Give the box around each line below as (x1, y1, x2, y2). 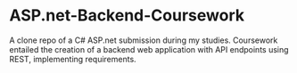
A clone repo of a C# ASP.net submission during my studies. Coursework (9, 35, 278, 45)
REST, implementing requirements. (9, 53, 136, 64)
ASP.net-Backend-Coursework (9, 5, 245, 26)
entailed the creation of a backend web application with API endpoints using (9, 44, 289, 54)
